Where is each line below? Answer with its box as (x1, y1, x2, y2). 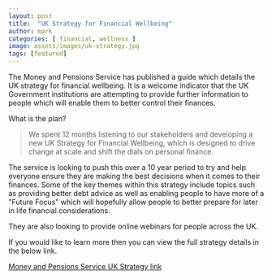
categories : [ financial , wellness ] (8, 34, 136, 43)
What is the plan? (8, 114, 67, 123)
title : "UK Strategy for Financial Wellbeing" (8, 20, 173, 28)
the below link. (8, 246, 58, 255)
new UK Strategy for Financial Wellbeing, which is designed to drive (28, 138, 256, 147)
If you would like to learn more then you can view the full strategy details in (8, 238, 260, 246)
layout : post (8, 11, 53, 20)
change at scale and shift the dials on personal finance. (28, 147, 214, 156)
